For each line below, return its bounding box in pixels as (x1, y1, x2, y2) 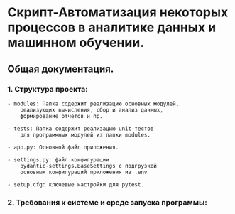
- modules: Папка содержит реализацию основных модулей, (7, 100, 180, 107)
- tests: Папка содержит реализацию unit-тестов (7, 125, 154, 132)
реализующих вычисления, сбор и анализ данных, (20, 106, 163, 114)
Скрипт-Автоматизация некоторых (7, 4, 229, 21)
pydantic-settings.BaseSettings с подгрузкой (20, 162, 158, 169)
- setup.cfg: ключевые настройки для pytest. (7, 181, 144, 188)
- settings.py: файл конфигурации (7, 156, 110, 164)
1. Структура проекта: (7, 84, 88, 94)
